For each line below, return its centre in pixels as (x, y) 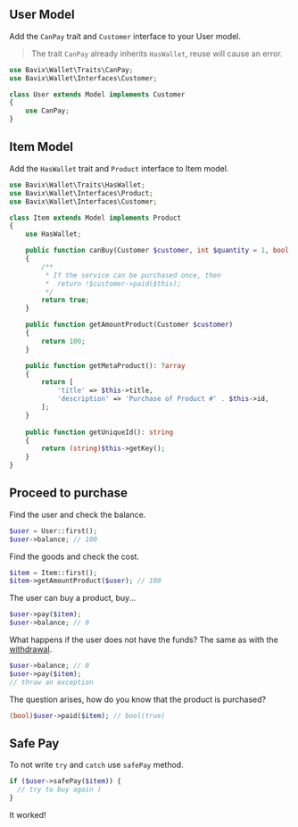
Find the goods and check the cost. (74, 556)
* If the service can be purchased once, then (133, 275)
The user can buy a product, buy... (73, 598)
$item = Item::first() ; (54, 572)
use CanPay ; (47, 111)
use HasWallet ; (54, 234)
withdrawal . (31, 649)
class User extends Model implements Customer (97, 94)
